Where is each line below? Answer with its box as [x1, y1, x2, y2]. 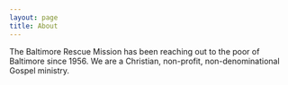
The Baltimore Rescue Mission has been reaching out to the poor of [9, 46, 260, 56]
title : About [9, 21, 58, 30]
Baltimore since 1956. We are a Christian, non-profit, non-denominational [9, 55, 281, 66]
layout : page [9, 13, 58, 22]
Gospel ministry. [9, 64, 70, 76]
